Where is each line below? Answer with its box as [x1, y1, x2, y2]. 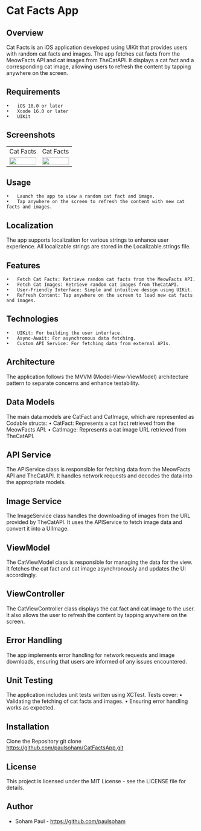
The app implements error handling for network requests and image [6, 651, 175, 659]
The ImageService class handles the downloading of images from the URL [6, 512, 191, 520]
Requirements [6, 87, 60, 97]
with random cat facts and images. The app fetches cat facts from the [6, 50, 180, 57]
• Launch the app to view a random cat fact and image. [6, 193, 155, 199]
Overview [6, 28, 44, 38]
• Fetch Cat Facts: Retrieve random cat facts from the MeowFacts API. [6, 276, 196, 283]
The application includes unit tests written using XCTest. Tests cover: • [6, 691, 183, 699]
